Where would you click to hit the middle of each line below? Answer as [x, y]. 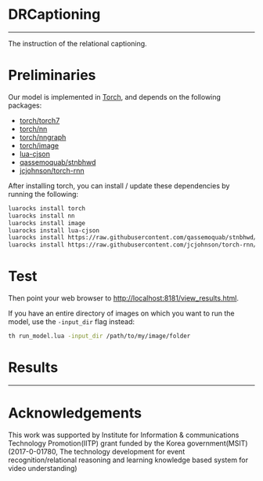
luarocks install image [47, 223]
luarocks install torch [47, 208]
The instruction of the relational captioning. [77, 43]
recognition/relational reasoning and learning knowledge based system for [128, 460]
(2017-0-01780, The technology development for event [97, 451]
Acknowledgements [75, 413]
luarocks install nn [42, 216]
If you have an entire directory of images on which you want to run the [121, 313]
